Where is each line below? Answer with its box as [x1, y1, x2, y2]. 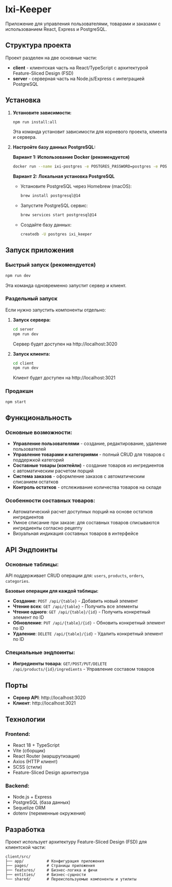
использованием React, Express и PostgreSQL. [5, 26, 107, 32]
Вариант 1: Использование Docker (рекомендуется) [12, 154, 130, 160]
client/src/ [5, 854, 31, 859]
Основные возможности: [5, 429, 72, 436]
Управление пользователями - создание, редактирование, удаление [12, 440, 167, 447]
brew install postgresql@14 [20, 193, 81, 198]
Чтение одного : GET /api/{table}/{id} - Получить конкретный [12, 609, 150, 615]
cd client [12, 361, 34, 366]
